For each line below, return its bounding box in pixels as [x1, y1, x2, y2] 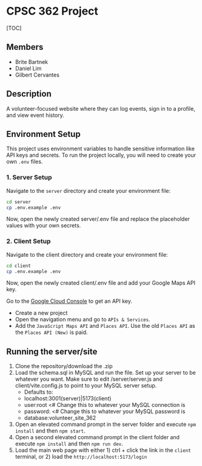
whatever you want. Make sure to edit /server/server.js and [15, 375, 163, 383]
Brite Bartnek [15, 58, 49, 65]
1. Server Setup [6, 173, 53, 182]
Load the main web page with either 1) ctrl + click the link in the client [15, 447, 191, 454]
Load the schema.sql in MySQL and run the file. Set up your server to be [15, 369, 196, 377]
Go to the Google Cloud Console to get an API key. [6, 297, 132, 305]
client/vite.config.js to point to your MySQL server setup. [15, 382, 157, 389]
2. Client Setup [6, 237, 51, 246]
